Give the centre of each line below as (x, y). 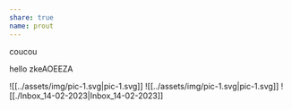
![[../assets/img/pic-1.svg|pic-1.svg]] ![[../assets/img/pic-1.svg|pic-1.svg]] (144, 86)
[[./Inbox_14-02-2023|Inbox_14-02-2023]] (86, 96)
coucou (23, 51)
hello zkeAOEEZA (41, 69)
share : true (31, 17)
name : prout (31, 26)
